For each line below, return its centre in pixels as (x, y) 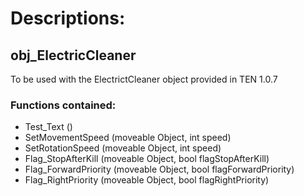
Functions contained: (63, 105)
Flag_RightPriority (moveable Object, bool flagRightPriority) (147, 180)
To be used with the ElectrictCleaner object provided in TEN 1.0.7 (144, 79)
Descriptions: (68, 18)
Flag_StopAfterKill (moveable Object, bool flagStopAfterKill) (147, 159)
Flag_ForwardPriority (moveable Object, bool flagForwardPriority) (159, 169)
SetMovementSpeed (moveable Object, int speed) (128, 138)
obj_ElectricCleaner (73, 55)
